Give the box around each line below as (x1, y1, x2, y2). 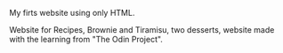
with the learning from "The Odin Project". (9, 34, 163, 44)
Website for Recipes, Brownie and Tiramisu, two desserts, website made (9, 25, 275, 34)
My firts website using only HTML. (9, 8, 135, 18)
